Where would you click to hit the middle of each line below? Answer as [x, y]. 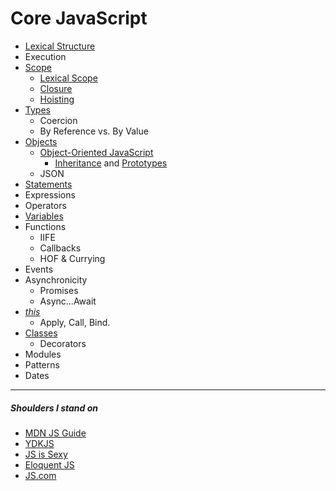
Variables [44, 216]
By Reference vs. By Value [94, 131]
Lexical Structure [60, 46]
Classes [41, 333]
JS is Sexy [46, 454]
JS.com [40, 475]
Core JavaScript [79, 18]
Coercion [58, 120]
